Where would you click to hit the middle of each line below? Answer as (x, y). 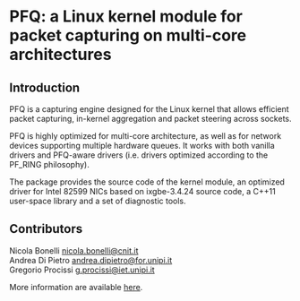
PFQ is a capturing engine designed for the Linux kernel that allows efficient (149, 109)
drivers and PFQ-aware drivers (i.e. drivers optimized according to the (139, 155)
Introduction (45, 87)
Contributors (46, 229)
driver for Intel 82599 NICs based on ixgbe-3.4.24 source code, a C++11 (142, 191)
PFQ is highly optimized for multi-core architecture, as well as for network (146, 136)
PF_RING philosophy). (49, 164)
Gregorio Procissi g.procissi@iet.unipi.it (82, 270)
